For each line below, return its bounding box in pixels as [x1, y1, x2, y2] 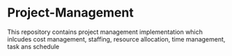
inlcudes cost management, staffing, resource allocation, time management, [7, 35, 226, 43]
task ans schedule [7, 42, 60, 50]
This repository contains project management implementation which [7, 28, 203, 36]
